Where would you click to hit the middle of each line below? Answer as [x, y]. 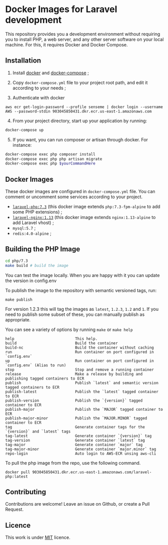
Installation [23, 61]
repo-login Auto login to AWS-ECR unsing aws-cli [81, 453]
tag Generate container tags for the [75, 427]
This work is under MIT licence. [38, 537]
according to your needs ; [39, 88]
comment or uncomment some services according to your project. [74, 197]
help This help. [52, 339]
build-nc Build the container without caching [80, 347]
